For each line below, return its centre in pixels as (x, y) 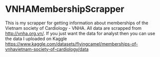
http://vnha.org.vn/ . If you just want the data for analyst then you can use (80, 33)
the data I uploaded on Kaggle (36, 39)
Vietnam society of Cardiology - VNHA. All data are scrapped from (74, 28)
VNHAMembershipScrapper (65, 9)
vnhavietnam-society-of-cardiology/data (47, 49)
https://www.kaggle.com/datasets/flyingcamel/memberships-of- (72, 44)
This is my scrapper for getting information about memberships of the (77, 23)
